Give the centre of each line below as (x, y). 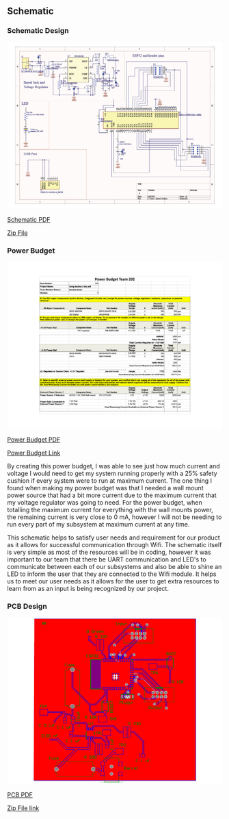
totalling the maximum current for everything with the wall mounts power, (110, 509)
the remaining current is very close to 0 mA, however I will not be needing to (114, 517)
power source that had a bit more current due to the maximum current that (112, 495)
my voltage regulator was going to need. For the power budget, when (105, 502)
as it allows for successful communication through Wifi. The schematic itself (114, 544)
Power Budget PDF (34, 439)
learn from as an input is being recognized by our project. (88, 588)
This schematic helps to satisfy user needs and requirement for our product (113, 538)
